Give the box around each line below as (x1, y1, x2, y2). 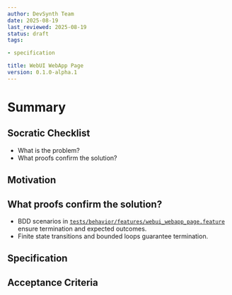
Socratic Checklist (7, 127, 91, 139)
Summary (7, 99, 66, 115)
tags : (7, 37, 23, 44)
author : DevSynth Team (7, 10, 74, 18)
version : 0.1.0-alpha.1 (7, 69, 78, 76)
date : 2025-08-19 (7, 17, 59, 24)
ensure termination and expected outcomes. (17, 224, 147, 233)
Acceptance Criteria (7, 277, 98, 289)
